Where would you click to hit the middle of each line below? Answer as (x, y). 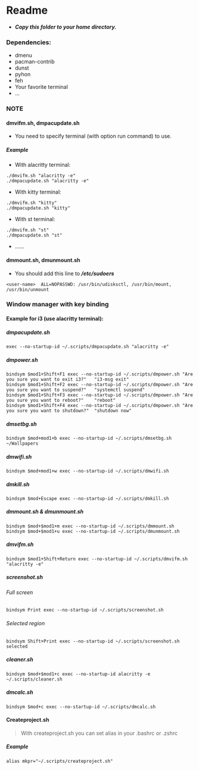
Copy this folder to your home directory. (66, 27)
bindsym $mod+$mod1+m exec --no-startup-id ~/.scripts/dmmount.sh (90, 526)
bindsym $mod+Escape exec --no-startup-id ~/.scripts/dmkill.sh (88, 498)
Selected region (26, 623)
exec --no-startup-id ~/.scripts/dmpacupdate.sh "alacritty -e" (88, 347)
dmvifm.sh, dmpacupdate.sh (43, 123)
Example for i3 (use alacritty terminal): (55, 319)
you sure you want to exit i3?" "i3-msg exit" (68, 379)
